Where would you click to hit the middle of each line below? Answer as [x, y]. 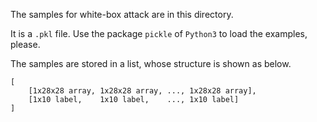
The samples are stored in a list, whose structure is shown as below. [151, 63]
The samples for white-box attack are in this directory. [122, 14]
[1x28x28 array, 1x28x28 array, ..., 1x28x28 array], [142, 91]
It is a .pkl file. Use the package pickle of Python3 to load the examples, [159, 33]
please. [25, 44]
